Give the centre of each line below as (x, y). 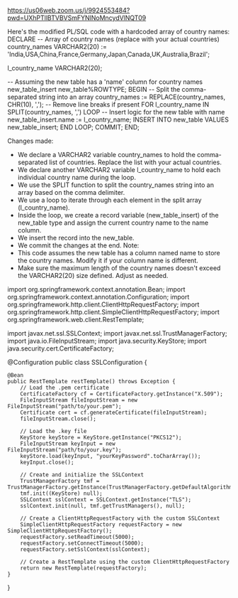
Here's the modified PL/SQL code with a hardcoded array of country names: (119, 32)
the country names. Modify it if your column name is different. (108, 260)
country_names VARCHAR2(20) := (57, 47)
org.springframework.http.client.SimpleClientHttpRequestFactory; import (113, 312)
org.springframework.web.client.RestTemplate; (76, 320)
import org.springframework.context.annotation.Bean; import (96, 289)
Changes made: (30, 141)
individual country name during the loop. (77, 177)
